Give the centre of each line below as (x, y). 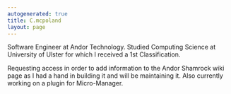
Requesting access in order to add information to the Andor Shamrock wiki (116, 69)
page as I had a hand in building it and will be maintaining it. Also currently (115, 76)
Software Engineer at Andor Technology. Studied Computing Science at (112, 47)
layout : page (26, 27)
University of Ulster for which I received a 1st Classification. (94, 54)
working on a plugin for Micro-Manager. (65, 83)
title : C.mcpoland (34, 20)
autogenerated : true (38, 14)
